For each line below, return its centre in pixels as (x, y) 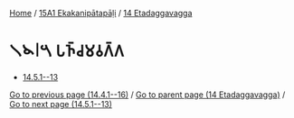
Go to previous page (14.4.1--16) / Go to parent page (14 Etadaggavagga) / (147, 95)
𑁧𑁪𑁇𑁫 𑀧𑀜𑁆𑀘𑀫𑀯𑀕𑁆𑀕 (67, 51)
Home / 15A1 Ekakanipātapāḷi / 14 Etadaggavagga (101, 13)
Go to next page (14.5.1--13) (61, 104)
